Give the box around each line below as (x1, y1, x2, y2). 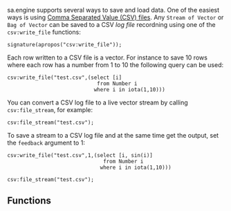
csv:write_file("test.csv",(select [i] (7, 74, 122, 81)
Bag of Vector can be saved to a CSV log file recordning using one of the (7, 21, 216, 28)
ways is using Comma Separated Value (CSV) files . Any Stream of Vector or (7, 13, 224, 21)
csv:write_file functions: (7, 28, 81, 36)
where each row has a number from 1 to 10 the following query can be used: (7, 61, 224, 68)
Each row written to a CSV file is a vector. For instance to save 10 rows (7, 53, 207, 62)
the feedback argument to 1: (7, 138, 85, 147)
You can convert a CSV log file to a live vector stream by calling (7, 98, 188, 107)
